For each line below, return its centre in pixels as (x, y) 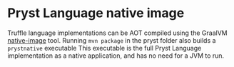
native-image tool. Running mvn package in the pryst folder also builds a (112, 40)
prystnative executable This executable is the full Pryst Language (105, 48)
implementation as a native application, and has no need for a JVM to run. (116, 56)
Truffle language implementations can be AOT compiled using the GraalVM (117, 33)
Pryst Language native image (96, 13)
